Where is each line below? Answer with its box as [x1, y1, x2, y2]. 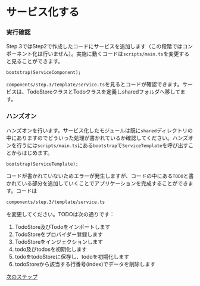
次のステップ [6, 273, 37, 280]
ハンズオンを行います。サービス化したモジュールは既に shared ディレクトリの [6, 126, 193, 134]
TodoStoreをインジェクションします [14, 238, 104, 245]
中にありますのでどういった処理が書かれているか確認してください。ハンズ [6, 134, 189, 141]
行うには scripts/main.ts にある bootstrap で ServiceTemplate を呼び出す [16, 141, 189, 149]
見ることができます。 [11, 58, 64, 65]
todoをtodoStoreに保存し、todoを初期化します [14, 253, 130, 260]
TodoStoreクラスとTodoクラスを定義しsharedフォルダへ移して [26, 88, 180, 95]
